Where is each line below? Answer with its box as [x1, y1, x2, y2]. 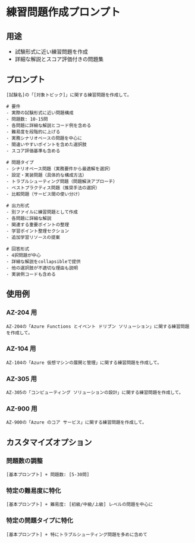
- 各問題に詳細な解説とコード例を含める [6, 122, 92, 128]
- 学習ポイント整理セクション [6, 228, 70, 234]
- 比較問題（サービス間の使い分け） [6, 191, 83, 197]
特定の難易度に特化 [6, 487, 61, 495]
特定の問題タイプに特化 [6, 517, 73, 525]
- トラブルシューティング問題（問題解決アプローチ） [6, 178, 118, 184]
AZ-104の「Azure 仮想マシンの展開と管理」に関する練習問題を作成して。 [6, 359, 162, 366]
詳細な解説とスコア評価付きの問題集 [14, 55, 104, 63]
